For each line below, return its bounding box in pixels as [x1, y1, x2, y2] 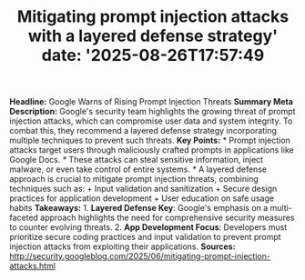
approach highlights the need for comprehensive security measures [40, 212, 295, 224]
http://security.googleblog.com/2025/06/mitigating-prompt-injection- [9, 251, 271, 262]
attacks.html [9, 261, 56, 272]
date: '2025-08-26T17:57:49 [41, 45, 265, 65]
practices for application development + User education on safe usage [9, 193, 275, 204]
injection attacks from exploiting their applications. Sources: [9, 241, 236, 252]
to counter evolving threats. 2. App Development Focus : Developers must [9, 222, 288, 233]
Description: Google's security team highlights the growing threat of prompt [9, 106, 296, 117]
